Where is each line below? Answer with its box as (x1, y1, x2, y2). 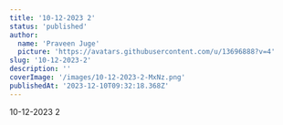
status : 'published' (9, 22, 89, 31)
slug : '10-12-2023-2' (9, 56, 92, 65)
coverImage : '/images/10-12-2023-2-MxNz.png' (9, 73, 185, 82)
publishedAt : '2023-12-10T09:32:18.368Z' (9, 81, 170, 90)
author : (9, 30, 39, 39)
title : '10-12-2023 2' (9, 13, 96, 23)
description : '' (9, 65, 71, 74)
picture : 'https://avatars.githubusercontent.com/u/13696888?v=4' (17, 47, 276, 57)
